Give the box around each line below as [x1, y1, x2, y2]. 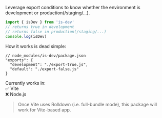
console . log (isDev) [5, 34, 47, 39]
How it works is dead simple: [5, 43, 67, 49]
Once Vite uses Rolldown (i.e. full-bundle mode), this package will [17, 101, 157, 107]
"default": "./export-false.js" [10, 66, 79, 72]
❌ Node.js [5, 91, 27, 97]
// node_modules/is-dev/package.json [5, 53, 86, 58]
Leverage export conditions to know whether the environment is [5, 5, 140, 10]
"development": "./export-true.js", [10, 62, 88, 67]
